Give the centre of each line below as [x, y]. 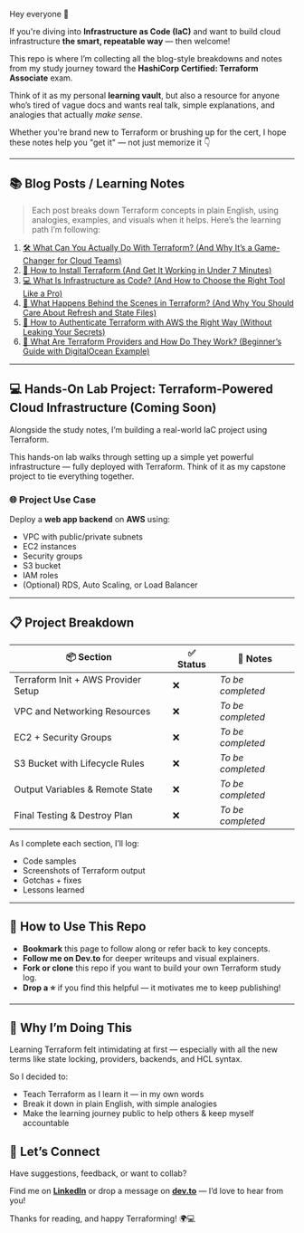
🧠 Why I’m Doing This [71, 1027]
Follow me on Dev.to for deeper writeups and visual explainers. [141, 958]
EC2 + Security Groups [63, 737]
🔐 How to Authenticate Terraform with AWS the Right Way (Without [147, 322]
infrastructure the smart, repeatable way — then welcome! [120, 41]
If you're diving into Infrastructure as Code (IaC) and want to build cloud [145, 31]
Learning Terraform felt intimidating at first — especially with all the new [144, 1049]
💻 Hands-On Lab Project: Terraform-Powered [141, 389]
